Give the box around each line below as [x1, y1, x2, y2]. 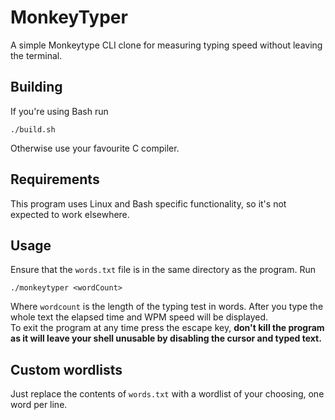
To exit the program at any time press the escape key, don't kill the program [10, 322, 325, 334]
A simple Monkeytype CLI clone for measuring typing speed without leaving [10, 39, 323, 51]
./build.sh [10, 124, 56, 135]
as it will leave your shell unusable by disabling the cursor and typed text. [10, 332, 322, 345]
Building [10, 79, 63, 96]
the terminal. [10, 49, 63, 61]
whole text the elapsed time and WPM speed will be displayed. [10, 311, 269, 323]
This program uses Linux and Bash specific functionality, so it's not [10, 197, 287, 210]
